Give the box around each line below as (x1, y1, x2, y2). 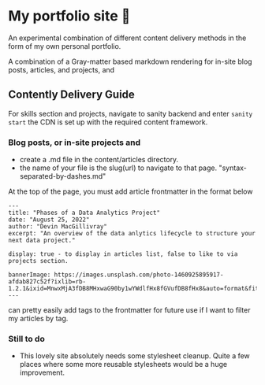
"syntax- (218, 163, 247, 172)
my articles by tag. (8, 314, 69, 324)
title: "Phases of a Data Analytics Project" (8, 209, 160, 217)
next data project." (8, 236, 77, 245)
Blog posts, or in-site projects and (8, 137, 141, 148)
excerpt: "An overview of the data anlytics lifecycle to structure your (8, 230, 256, 238)
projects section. (8, 257, 69, 265)
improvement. (19, 368, 65, 377)
